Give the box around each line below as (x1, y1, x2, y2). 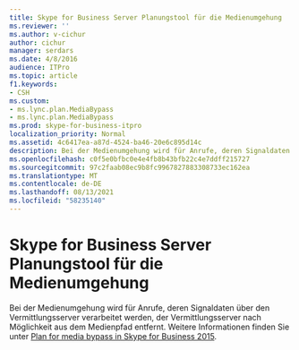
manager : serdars (9, 47, 74, 55)
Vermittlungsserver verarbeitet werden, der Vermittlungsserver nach (9, 312, 262, 322)
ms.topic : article (9, 72, 78, 81)
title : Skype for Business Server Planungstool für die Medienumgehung (9, 13, 282, 22)
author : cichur (9, 38, 66, 47)
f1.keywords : (9, 80, 58, 89)
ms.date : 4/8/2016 (9, 55, 78, 64)
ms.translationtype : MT (9, 171, 98, 180)
